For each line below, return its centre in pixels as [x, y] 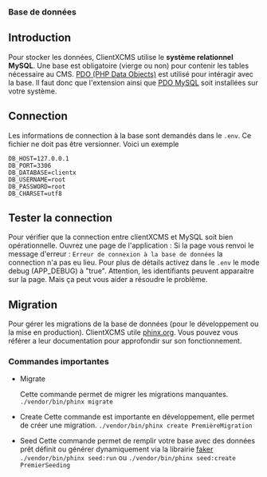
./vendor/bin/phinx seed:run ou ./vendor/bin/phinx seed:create [128, 458]
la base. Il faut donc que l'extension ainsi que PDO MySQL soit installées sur [133, 82]
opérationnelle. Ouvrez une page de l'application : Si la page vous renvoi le [131, 245]
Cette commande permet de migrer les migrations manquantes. [124, 395]
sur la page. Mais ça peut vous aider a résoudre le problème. [108, 280]
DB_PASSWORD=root [37, 186]
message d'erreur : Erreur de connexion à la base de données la [116, 254]
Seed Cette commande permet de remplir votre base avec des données [137, 441]
